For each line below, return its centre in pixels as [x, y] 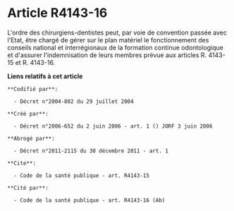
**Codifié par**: [33, 89]
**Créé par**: [28, 114]
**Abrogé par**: [31, 138]
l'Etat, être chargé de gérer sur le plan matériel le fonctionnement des [108, 40]
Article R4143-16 [57, 13]
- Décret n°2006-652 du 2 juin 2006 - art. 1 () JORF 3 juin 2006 [113, 126]
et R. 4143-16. [35, 62]
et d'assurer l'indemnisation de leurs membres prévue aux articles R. [107, 55]
